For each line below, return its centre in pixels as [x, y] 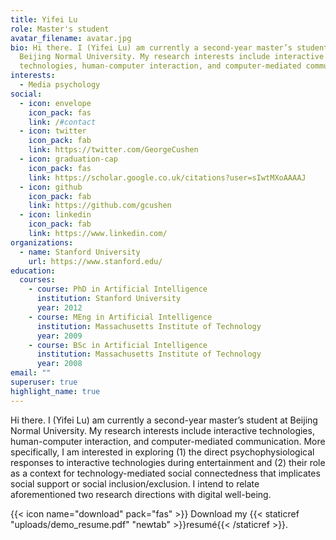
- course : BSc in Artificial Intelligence [118, 345]
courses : [37, 280]
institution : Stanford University [109, 299]
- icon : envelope [55, 103]
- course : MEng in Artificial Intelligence [120, 317]
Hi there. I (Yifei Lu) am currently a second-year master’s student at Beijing [164, 420]
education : [33, 271]
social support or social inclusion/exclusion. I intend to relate [135, 483]
